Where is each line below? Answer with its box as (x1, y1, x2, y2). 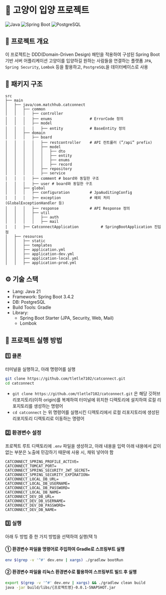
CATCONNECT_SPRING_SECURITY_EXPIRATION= (5, 473, 90, 478)
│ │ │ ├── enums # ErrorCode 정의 (5, 116, 123, 121)
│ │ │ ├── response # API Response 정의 (5, 206, 130, 211)
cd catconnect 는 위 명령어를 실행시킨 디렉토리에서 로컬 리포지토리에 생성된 (12, 409, 160, 415)
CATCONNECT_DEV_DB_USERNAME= (5, 499, 66, 504)
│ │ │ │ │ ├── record (5, 162, 72, 167)
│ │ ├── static (5, 238, 46, 243)
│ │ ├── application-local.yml (5, 256, 79, 261)
